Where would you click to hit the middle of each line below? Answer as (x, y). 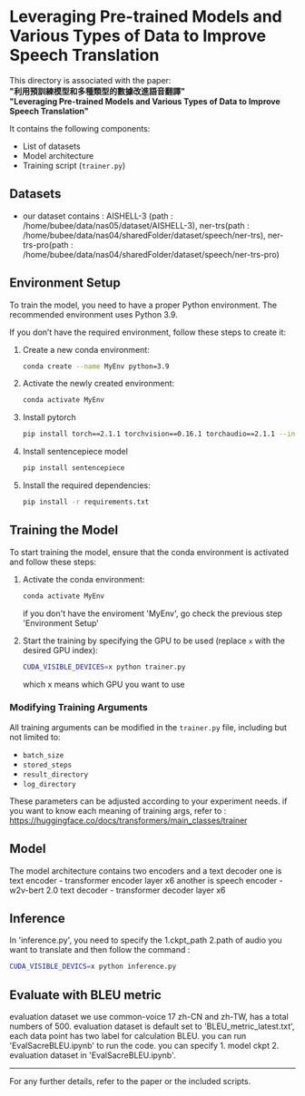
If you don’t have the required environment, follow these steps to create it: (148, 332)
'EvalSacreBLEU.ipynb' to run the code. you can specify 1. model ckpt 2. (144, 1046)
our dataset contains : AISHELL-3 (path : (98, 216)
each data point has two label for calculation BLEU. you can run (128, 1036)
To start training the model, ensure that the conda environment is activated (149, 552)
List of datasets (51, 146)
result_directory (55, 774)
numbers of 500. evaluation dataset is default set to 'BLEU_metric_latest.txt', (152, 1026)
